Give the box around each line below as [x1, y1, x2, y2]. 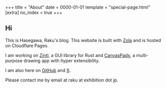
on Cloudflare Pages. [5, 42, 49, 48]
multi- [136, 52, 149, 58]
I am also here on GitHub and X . [5, 67, 71, 73]
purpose [5, 57, 23, 63]
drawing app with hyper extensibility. [23, 57, 100, 63]
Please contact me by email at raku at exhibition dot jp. [5, 77, 119, 83]
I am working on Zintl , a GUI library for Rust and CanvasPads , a [5, 52, 135, 58]
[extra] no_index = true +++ [5, 9, 63, 15]
